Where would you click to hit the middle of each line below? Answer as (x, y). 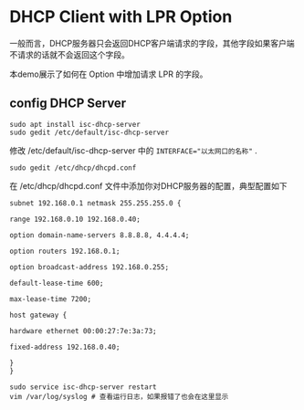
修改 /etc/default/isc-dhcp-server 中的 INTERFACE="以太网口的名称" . (133, 150)
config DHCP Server (68, 104)
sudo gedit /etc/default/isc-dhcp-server (89, 132)
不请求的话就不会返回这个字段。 (69, 54)
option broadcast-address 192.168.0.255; (89, 267)
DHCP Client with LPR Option (121, 17)
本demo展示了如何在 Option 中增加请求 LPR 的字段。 (109, 74)
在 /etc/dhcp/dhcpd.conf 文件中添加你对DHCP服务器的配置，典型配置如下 (148, 185)
